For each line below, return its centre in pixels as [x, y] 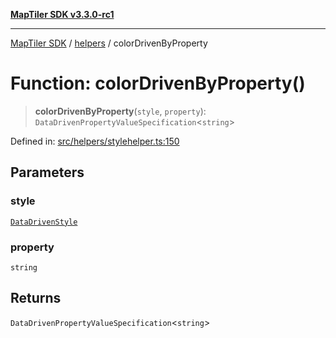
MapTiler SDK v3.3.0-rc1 [62, 14]
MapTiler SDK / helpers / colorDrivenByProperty [109, 43]
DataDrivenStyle [44, 222]
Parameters [47, 172]
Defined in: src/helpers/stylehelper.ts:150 [95, 141]
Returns [36, 298]
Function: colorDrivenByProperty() [158, 83]
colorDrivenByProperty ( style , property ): [120, 111]
